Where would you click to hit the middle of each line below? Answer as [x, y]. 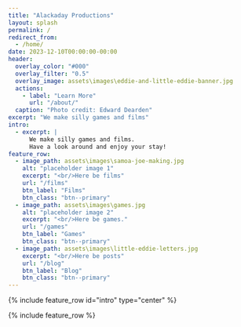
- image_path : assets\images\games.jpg [80, 205]
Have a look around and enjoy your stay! [98, 147]
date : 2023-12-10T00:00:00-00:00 [63, 52]
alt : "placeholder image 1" [68, 169]
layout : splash [33, 23]
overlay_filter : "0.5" [52, 74]
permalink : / [29, 30]
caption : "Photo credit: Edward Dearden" [84, 111]
